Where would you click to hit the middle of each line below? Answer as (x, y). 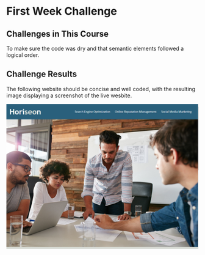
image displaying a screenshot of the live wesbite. (69, 95)
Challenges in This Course (57, 34)
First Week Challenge (62, 11)
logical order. (23, 55)
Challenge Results (42, 74)
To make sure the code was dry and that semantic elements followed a (95, 48)
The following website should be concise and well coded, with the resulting (101, 89)
